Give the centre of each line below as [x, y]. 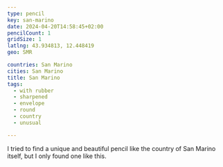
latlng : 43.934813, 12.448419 [51, 46]
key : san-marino [30, 20]
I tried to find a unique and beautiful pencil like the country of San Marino [111, 148]
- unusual [27, 123]
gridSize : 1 [24, 39]
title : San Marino [34, 78]
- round [25, 110]
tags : [15, 84]
